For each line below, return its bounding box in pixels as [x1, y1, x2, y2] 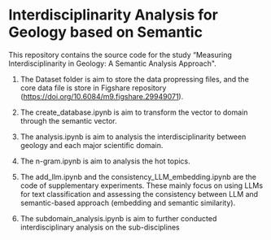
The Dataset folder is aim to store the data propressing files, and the [20, 74, 250, 84]
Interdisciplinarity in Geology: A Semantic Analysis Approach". [8, 59, 217, 68]
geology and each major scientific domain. [20, 140, 164, 150]
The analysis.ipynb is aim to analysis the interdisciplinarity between [20, 132, 247, 142]
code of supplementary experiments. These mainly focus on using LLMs [20, 181, 263, 190]
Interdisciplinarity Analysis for [8, 6, 218, 24]
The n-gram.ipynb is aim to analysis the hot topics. [20, 156, 191, 166]
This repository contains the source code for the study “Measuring [8, 50, 232, 59]
